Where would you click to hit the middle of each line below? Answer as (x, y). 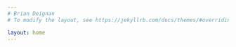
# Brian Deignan (31, 13)
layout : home (26, 32)
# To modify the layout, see (50, 20)
